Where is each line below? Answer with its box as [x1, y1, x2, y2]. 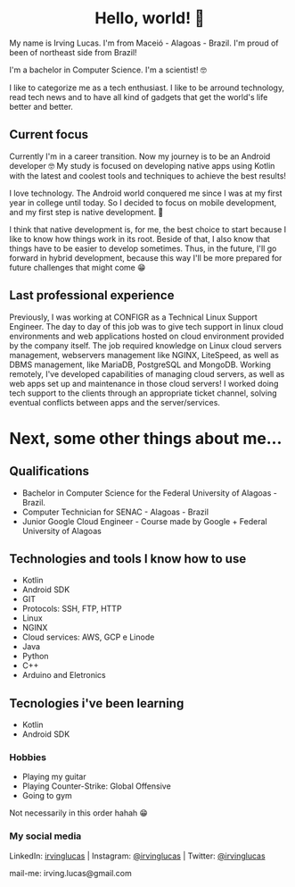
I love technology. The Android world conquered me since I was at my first [9, 188, 283, 198]
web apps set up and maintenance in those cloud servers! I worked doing [9, 378, 279, 389]
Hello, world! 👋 [94, 8, 205, 29]
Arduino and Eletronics [21, 670, 107, 681]
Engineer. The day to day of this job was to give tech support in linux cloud [9, 321, 283, 331]
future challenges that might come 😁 [9, 262, 146, 272]
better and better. [9, 101, 74, 112]
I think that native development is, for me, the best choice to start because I [9, 223, 287, 235]
